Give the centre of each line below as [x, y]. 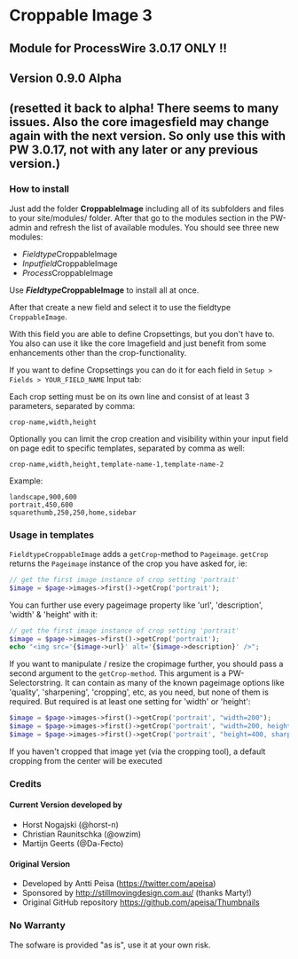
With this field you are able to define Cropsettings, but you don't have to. [142, 334]
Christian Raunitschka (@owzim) [82, 834]
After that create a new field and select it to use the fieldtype [120, 307]
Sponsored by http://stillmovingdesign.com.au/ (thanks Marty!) [137, 893]
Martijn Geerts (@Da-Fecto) [73, 844]
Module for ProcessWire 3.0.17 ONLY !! [118, 48]
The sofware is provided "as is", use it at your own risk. [110, 945]
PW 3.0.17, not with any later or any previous [134, 150]
